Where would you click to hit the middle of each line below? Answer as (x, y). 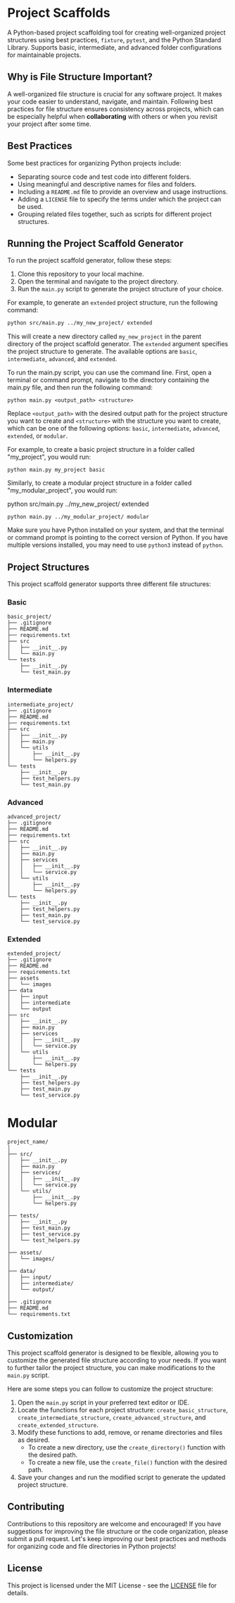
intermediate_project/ (40, 704)
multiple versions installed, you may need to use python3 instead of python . (115, 545)
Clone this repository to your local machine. (81, 274)
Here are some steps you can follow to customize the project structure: (110, 1389)
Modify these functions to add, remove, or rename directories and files (120, 1432)
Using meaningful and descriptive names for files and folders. (107, 184)
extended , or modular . (38, 436)
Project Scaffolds (59, 13)
